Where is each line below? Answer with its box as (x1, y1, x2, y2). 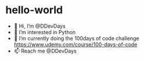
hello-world (5, 3, 63, 17)
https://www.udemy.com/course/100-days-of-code (13, 41, 137, 48)
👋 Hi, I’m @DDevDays (13, 22, 66, 29)
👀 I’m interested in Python (13, 28, 76, 35)
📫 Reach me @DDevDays (13, 47, 77, 54)
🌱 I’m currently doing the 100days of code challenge (13, 35, 139, 42)
